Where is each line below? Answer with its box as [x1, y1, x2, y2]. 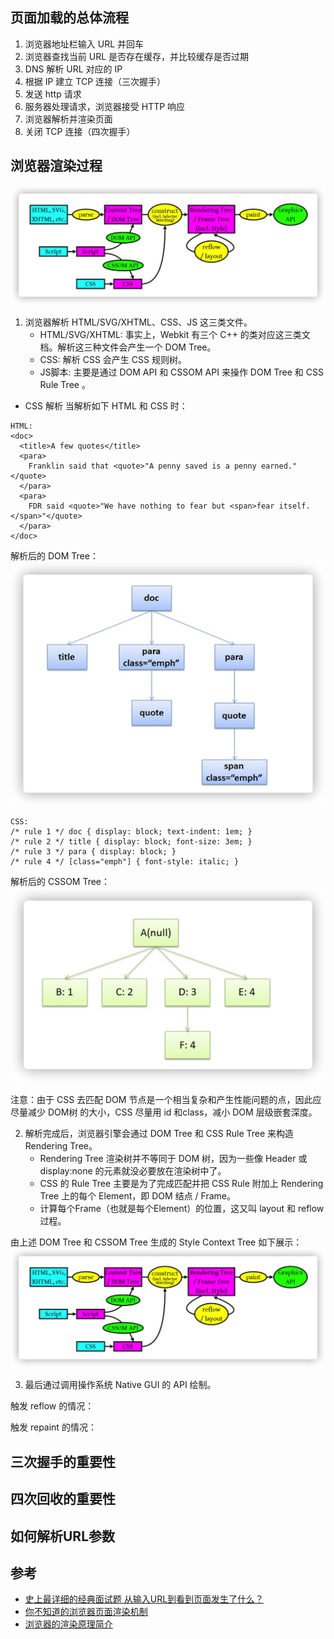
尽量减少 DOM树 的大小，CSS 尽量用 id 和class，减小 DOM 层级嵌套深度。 [10, 1106, 318, 1118]
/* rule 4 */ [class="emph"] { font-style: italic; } [10, 857, 240, 867]
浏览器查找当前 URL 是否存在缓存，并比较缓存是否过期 [24, 50, 250, 62]
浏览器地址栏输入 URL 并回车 [24, 38, 145, 50]
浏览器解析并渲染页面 [24, 113, 113, 125]
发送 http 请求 [24, 88, 82, 100]
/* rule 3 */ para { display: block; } [10, 847, 177, 857]
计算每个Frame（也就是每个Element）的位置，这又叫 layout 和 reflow [39, 1202, 325, 1214]
